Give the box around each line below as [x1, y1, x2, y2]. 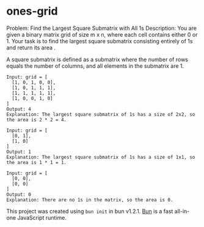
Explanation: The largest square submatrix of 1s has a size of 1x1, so [6, 154, 195, 160]
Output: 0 [6, 191, 32, 198]
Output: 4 [6, 106, 32, 112]
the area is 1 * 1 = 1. [6, 159, 67, 165]
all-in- [174, 207, 190, 215]
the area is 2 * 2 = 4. [6, 117, 67, 123]
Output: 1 [6, 148, 32, 155]
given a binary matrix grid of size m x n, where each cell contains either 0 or [6, 31, 198, 38]
